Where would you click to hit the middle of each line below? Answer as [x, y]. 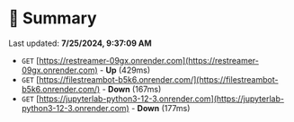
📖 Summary [53, 18]
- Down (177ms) [160, 108]
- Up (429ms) [125, 70]
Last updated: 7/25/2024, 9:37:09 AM [80, 43]
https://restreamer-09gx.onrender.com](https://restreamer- [149, 60]
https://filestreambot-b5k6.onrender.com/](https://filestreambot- [159, 79]
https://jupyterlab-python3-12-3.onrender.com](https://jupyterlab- [162, 99]
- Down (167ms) [132, 89]
